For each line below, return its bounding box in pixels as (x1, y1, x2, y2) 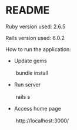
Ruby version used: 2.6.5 (5, 23, 66, 30)
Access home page (14, 105, 61, 112)
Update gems (14, 57, 48, 64)
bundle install (15, 69, 48, 76)
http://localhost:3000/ (15, 117, 69, 124)
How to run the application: (5, 45, 71, 53)
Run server (14, 81, 41, 88)
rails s (15, 93, 31, 100)
